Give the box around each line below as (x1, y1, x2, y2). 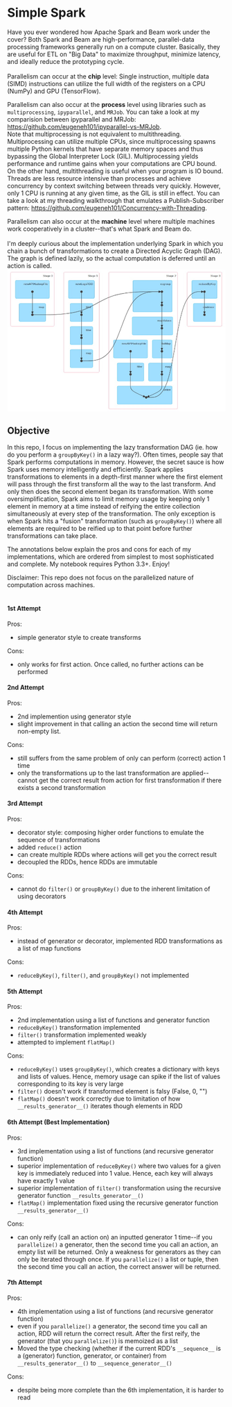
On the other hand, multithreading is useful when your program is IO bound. (7, 167, 224, 175)
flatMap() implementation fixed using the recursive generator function (17, 1199, 219, 1207)
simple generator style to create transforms (17, 633, 142, 641)
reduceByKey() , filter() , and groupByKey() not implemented (17, 971, 189, 980)
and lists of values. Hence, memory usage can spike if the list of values (17, 1072, 220, 1081)
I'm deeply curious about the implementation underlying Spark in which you (7, 239, 224, 247)
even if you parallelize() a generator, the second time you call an (17, 1322, 208, 1330)
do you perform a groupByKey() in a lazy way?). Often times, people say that (7, 450, 224, 459)
